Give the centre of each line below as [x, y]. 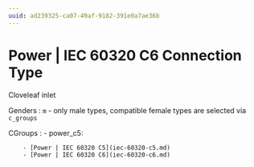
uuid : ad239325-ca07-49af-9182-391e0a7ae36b [84, 16]
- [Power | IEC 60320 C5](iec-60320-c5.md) [97, 148]
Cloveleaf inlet [32, 95]
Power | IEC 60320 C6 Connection [125, 55]
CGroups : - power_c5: [46, 132]
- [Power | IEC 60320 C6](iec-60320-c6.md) [97, 155]
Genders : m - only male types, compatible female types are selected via [127, 110]
